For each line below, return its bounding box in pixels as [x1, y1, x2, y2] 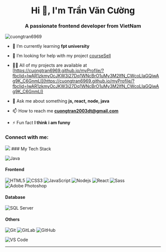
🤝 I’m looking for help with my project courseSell [12, 53, 111, 59]
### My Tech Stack [11, 145, 51, 151]
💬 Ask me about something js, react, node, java [12, 98, 110, 104]
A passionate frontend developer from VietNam [25, 23, 141, 30]
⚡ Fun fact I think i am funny [12, 120, 71, 126]
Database [5, 194, 26, 200]
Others [5, 216, 20, 222]
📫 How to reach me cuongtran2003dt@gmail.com [12, 108, 119, 114]
